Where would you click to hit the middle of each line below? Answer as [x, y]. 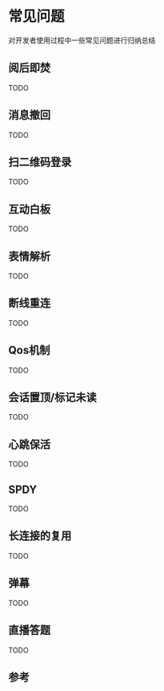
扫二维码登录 [40, 162]
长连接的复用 [40, 536]
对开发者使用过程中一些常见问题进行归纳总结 [82, 40]
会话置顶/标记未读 [53, 398]
